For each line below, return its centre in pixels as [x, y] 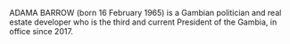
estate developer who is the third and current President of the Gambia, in [143, 22]
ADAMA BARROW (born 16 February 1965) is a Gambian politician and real [145, 13]
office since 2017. [41, 31]
